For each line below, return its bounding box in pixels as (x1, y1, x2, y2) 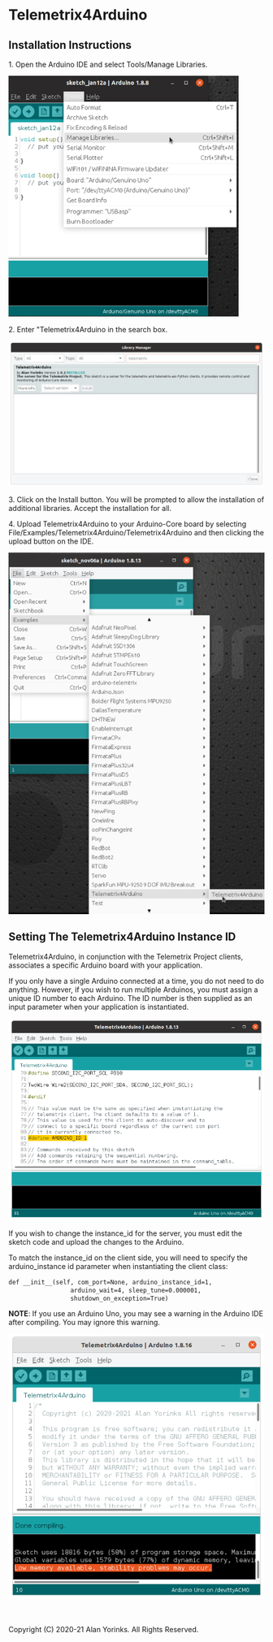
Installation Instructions (8, 38, 132, 52)
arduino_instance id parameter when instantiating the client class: (8, 1261, 228, 1271)
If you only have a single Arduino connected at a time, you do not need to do (8, 976, 265, 986)
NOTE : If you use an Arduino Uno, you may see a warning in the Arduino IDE (8, 1308, 264, 1318)
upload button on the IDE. (8, 536, 94, 546)
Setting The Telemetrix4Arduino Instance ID (8, 930, 236, 944)
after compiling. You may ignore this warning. (8, 1317, 161, 1327)
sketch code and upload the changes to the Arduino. (8, 1237, 184, 1246)
